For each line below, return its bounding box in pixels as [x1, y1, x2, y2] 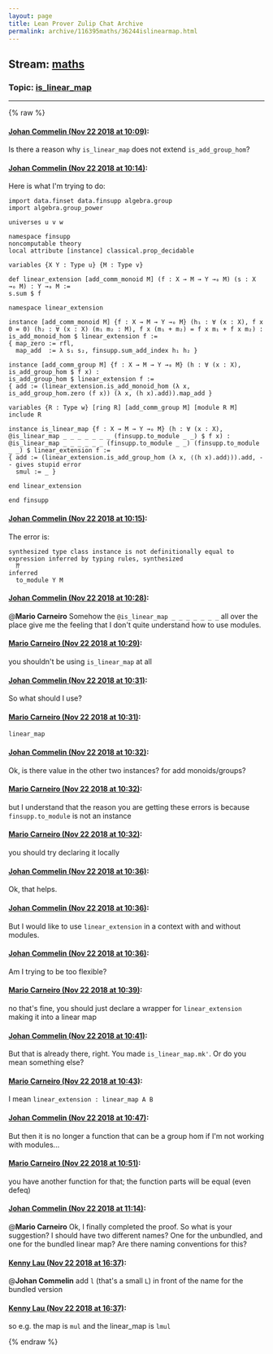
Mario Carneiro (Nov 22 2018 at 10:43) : [8, 1076, 143, 1086]
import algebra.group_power [8, 204, 104, 213]
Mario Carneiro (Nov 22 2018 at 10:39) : [8, 985, 143, 995]
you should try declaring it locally [8, 848, 120, 858]
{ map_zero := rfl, [8, 340, 75, 348]
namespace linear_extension [8, 304, 104, 312]
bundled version [8, 1285, 63, 1295]
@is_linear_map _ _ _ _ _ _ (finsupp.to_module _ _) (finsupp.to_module [8, 439, 260, 448]
